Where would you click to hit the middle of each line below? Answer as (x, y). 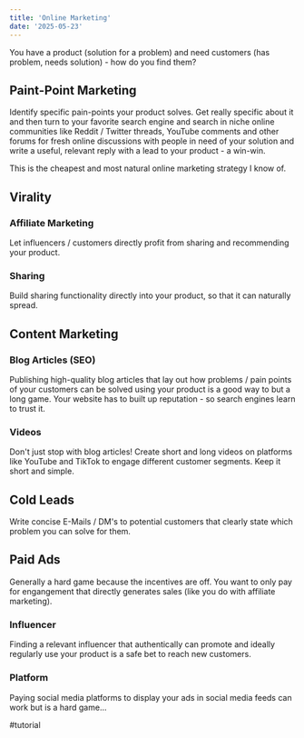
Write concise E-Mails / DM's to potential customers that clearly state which (151, 522)
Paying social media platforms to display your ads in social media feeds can (151, 697)
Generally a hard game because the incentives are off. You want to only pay (151, 582)
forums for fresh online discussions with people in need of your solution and (152, 141)
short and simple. (42, 471)
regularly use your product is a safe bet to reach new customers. (130, 654)
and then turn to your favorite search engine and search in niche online (142, 122)
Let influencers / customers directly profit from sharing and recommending (149, 243)
